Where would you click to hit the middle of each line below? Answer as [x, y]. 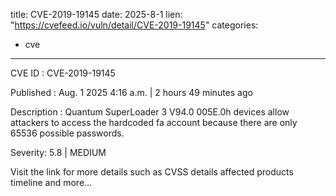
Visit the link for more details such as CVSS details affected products [152, 172]
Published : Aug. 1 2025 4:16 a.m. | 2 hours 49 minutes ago [131, 92]
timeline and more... [51, 182]
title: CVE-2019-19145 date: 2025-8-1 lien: [96, 14]
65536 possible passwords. [67, 133]
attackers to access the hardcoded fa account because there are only [154, 122]
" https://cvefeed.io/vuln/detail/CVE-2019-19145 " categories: [134, 25]
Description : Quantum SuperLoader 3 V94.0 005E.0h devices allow [150, 112]
